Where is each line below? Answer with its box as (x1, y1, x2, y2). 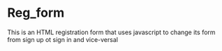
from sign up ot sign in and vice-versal (7, 35, 119, 43)
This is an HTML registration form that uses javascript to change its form (7, 28, 216, 36)
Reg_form (7, 5, 65, 21)
